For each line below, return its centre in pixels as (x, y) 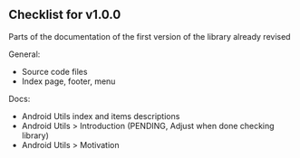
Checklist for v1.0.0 (65, 15)
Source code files (54, 71)
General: (24, 54)
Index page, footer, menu (68, 81)
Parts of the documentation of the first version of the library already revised (150, 36)
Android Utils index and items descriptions (101, 116)
